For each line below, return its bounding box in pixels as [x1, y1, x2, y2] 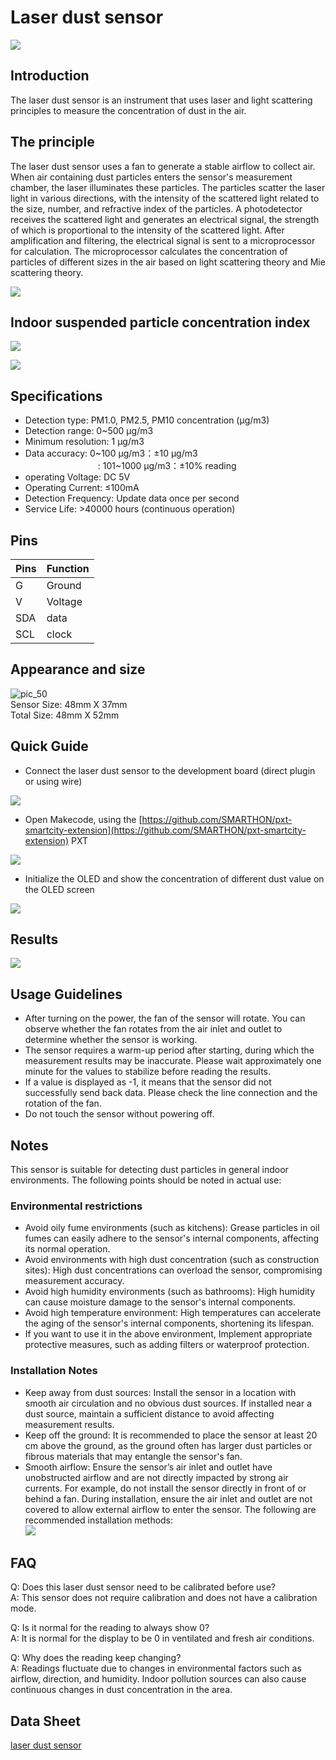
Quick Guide [10, 738, 89, 755]
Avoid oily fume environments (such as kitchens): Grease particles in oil [24, 1222, 320, 1234]
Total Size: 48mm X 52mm [10, 709, 120, 721]
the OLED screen [24, 883, 95, 895]
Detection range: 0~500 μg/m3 [24, 425, 154, 437]
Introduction [10, 67, 90, 85]
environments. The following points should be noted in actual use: [10, 1174, 282, 1186]
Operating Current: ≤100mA [24, 482, 140, 494]
